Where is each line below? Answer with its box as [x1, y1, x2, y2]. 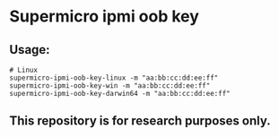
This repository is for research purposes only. [9, 114, 271, 129]
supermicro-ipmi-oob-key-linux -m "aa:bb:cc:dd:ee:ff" [9, 73, 219, 82]
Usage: [9, 42, 51, 57]
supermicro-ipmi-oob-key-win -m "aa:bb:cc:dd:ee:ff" [9, 81, 211, 90]
